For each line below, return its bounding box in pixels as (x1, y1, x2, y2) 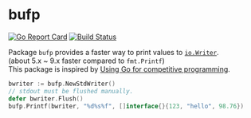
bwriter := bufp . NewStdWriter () (8, 80, 116, 88)
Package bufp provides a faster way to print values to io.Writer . (8, 47, 219, 57)
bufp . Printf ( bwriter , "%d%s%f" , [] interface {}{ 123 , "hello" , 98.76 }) (8, 102, 245, 110)
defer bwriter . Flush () (8, 94, 84, 103)
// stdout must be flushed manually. (8, 87, 134, 95)
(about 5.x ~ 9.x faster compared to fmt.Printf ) (8, 56, 165, 65)
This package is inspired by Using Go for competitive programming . (8, 64, 231, 73)
